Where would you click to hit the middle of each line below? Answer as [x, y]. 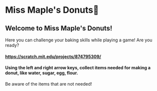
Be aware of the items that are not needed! [49, 84]
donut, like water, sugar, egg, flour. [41, 73]
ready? [12, 45]
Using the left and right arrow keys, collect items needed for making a [78, 68]
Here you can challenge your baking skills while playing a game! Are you [79, 40]
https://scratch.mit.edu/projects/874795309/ [53, 57]
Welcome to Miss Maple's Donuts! [59, 28]
